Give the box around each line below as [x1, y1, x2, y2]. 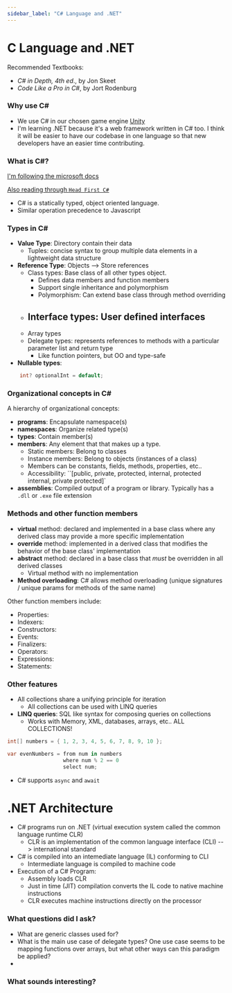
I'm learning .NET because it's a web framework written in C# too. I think [17, 124, 225, 132]
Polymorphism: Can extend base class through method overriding [37, 291, 226, 299]
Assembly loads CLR [27, 874, 87, 883]
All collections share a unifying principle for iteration [17, 695, 166, 704]
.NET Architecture [7, 800, 114, 815]
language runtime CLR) [17, 830, 84, 839]
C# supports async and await [17, 776, 100, 784]
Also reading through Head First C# [7, 185, 109, 194]
